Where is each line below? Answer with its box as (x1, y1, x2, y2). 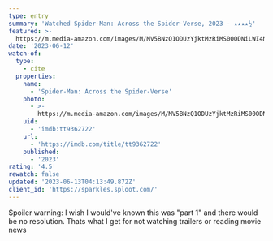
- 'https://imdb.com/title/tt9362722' (29, 140, 162, 148)
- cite (23, 65, 45, 73)
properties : (15, 72, 57, 80)
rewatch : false (8, 170, 60, 179)
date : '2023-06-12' (8, 42, 75, 50)
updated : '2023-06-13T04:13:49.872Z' (8, 178, 136, 187)
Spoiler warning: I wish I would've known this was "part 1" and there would (8, 208, 258, 217)
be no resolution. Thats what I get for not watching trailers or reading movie (8, 216, 262, 226)
